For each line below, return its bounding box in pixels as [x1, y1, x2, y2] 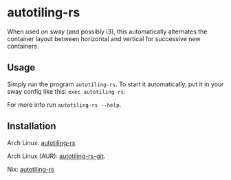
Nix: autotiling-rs [7, 165, 55, 173]
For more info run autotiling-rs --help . [7, 101, 122, 109]
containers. [7, 42, 39, 50]
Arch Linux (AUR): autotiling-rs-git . [7, 152, 106, 160]
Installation [7, 120, 56, 132]
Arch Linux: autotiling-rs [7, 138, 76, 146]
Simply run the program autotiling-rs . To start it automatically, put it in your [7, 80, 224, 88]
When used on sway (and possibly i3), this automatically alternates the [7, 27, 208, 36]
